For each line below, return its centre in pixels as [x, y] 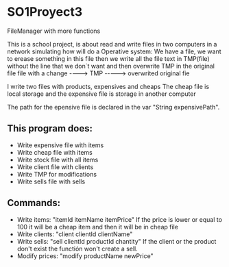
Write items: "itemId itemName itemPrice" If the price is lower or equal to [120, 219]
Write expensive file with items [60, 145]
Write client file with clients [55, 167]
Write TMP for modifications [57, 174]
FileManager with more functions [54, 31]
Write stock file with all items [58, 160]
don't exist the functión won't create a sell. [77, 249]
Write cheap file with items [55, 152]
